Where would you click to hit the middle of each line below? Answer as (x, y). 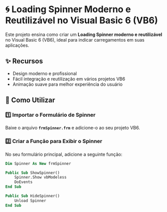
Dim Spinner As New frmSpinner (38, 163)
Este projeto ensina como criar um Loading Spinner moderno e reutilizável (84, 34)
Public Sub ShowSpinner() (32, 173)
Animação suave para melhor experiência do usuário (68, 84)
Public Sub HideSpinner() (32, 196)
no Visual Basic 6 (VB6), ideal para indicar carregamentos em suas (75, 40)
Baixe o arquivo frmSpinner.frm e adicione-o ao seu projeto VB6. (73, 128)
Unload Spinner (30, 201)
